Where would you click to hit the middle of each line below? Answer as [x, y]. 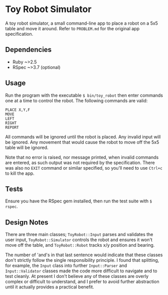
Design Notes [27, 222]
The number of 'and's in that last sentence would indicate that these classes [84, 255]
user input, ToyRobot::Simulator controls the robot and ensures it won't [79, 240]
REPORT [12, 127]
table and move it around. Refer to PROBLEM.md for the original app [72, 28]
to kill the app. [20, 173]
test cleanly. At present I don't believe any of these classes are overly [77, 276]
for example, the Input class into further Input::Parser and [66, 266]
